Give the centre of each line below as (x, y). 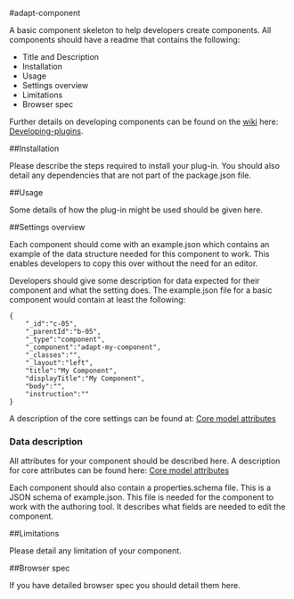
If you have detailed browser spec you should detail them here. (125, 586)
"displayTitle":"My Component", (85, 379)
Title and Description (61, 57)
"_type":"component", (65, 339)
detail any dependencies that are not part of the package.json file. (131, 175)
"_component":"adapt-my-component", (94, 347)
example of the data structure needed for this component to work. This (139, 254)
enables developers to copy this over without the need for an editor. (134, 263)
